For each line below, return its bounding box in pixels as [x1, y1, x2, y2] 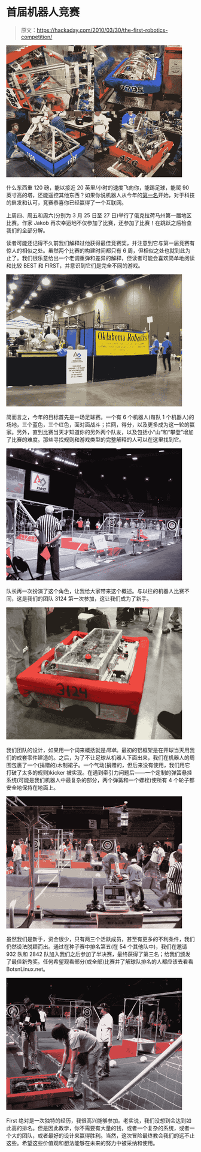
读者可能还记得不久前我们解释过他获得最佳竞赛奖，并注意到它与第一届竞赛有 [6, 239, 195, 247]
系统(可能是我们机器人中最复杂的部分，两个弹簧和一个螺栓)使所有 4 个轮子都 [6, 776, 195, 784]
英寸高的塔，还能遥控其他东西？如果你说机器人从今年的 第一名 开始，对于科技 [6, 191, 195, 199]
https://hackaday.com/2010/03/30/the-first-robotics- [36, 26, 168, 34]
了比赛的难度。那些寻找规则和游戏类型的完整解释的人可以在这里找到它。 [6, 436, 184, 443]
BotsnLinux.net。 [6, 965, 49, 973]
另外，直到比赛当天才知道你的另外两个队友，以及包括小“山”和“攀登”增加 [16, 428, 194, 436]
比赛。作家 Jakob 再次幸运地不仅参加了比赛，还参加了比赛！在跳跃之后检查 [6, 219, 193, 226]
